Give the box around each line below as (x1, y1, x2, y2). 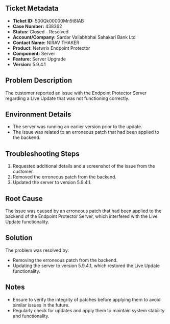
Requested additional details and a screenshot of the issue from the (12, 163, 155, 169)
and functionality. (12, 313, 50, 319)
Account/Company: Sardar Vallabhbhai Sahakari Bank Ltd (12, 34, 136, 40)
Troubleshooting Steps (5, 149, 80, 158)
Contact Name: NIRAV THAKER (12, 39, 80, 46)
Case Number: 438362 (12, 23, 62, 29)
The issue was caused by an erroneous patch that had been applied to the (5, 208, 162, 214)
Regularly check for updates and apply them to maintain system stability (12, 307, 165, 313)
